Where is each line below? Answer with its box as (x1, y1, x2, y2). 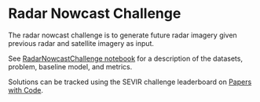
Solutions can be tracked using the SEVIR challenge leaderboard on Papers (8, 77, 252, 86)
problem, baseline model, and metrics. (8, 62, 133, 71)
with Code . (8, 85, 44, 94)
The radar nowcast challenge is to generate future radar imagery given (8, 30, 237, 40)
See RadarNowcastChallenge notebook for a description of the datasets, (8, 54, 244, 63)
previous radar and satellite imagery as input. (8, 38, 155, 47)
